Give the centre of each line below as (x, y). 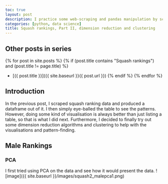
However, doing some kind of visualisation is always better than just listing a (83, 114)
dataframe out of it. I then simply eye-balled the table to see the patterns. (81, 108)
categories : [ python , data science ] (43, 24)
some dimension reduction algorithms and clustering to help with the (76, 124)
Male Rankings (29, 146)
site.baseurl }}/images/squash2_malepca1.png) (76, 176)
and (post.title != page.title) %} (37, 66)
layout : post (19, 14)
